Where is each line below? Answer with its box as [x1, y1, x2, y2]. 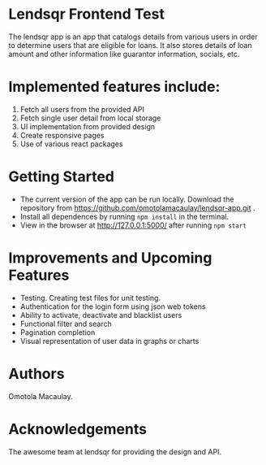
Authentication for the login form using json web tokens [19, 302, 206, 311]
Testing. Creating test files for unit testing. [19, 293, 161, 302]
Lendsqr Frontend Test [8, 5, 165, 24]
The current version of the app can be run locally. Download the [19, 194, 234, 204]
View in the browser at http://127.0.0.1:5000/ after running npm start [19, 220, 247, 230]
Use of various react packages [19, 139, 123, 149]
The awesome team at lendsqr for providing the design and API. [8, 446, 221, 456]
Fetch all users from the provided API [19, 104, 144, 114]
